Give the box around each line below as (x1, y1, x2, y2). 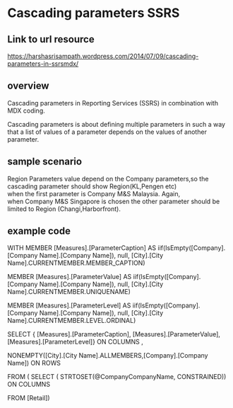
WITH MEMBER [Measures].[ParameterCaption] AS (7, 244, 157, 252)
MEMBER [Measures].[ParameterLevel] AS (7, 301, 131, 310)
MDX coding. (7, 106, 46, 115)
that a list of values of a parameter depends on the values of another (7, 127, 207, 136)
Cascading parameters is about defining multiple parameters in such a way (7, 120, 226, 128)
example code (7, 225, 71, 237)
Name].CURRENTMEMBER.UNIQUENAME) (7, 288, 131, 296)
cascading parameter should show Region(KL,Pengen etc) (7, 182, 177, 191)
